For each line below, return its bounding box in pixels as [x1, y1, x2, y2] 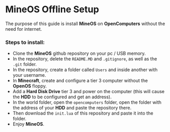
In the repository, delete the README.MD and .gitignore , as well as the [12, 56, 157, 62]
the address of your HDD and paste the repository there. [12, 105, 132, 111]
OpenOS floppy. [12, 83, 47, 89]
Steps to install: [5, 38, 45, 46]
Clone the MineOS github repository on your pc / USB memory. [12, 50, 146, 57]
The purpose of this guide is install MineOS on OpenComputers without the [5, 20, 165, 27]
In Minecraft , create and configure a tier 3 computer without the [12, 78, 148, 84]
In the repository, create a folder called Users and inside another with [12, 67, 158, 73]
